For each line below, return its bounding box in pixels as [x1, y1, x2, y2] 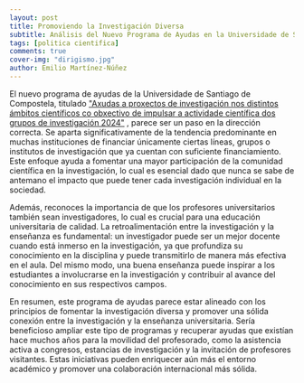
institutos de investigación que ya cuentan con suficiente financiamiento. [9, 145, 282, 156]
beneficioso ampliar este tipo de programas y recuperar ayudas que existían [9, 324, 294, 335]
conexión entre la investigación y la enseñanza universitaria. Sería [9, 315, 256, 326]
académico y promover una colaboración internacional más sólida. [9, 363, 258, 374]
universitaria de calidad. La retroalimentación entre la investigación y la [9, 220, 274, 231]
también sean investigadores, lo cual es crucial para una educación [9, 211, 261, 222]
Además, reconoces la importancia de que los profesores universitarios [9, 201, 276, 212]
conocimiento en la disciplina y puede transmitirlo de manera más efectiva [9, 249, 287, 260]
